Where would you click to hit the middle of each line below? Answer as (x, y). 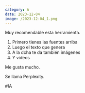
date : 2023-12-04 (23, 14)
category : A (17, 10)
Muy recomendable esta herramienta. (43, 33)
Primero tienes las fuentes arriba (45, 42)
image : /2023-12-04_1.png (31, 19)
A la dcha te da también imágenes (46, 52)
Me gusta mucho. (23, 67)
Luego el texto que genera (38, 47)
